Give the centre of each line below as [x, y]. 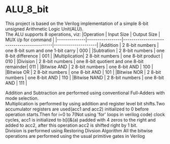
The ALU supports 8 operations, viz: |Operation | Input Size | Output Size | [83, 34]
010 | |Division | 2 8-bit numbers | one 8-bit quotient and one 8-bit [74, 61]
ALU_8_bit [27, 9]
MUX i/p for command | [30, 40]
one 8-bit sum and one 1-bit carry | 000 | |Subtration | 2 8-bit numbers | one [85, 50]
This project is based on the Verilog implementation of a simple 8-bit [77, 23]
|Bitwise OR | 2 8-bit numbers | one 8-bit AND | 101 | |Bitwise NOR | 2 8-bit [83, 72]
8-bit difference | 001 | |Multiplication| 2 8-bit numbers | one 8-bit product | [84, 56]
